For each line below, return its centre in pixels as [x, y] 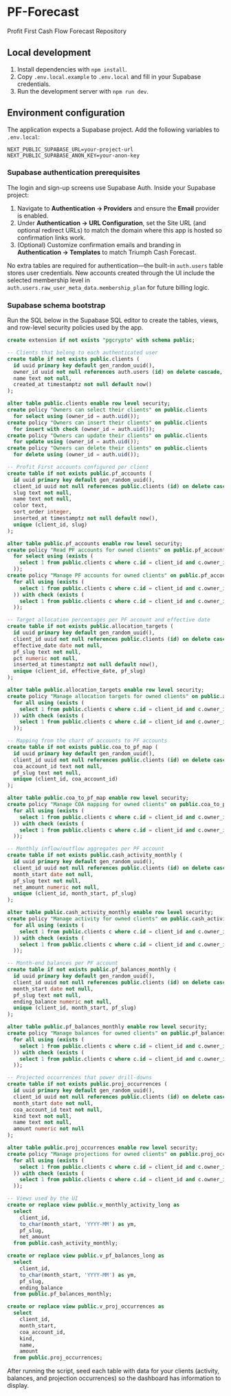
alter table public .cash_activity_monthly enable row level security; [110, 913]
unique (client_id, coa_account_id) [66, 779]
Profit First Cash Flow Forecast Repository [67, 31]
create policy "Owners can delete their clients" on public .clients [107, 448]
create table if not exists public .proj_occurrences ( [87, 1084]
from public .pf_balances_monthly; [63, 1294]
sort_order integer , [43, 512]
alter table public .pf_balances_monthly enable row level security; [107, 1027]
